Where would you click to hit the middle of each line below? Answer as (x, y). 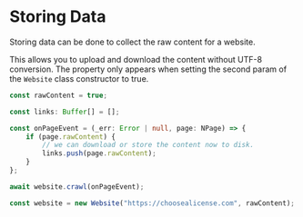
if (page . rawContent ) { (71, 137)
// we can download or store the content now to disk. (148, 145)
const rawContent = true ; (58, 95)
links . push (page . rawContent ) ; (99, 153)
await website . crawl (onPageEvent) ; (77, 187)
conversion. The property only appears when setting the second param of (148, 69)
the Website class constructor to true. (79, 78)
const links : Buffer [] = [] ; (65, 112)
